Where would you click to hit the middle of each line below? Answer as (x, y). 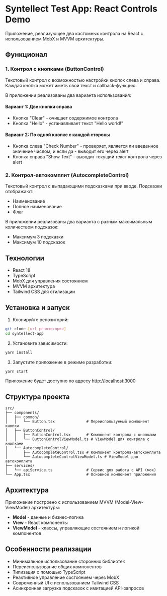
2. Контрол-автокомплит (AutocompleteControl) (67, 175)
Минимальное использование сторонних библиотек (69, 561)
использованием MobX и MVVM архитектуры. (55, 39)
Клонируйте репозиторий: (40, 319)
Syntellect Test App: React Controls (81, 9)
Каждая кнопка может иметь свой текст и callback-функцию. (71, 85)
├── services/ (20, 466)
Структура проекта (37, 397)
